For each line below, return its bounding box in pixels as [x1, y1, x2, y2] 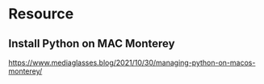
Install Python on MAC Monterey [8, 37, 175, 50]
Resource [8, 5, 74, 23]
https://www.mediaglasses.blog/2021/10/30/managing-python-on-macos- [8, 58, 256, 67]
